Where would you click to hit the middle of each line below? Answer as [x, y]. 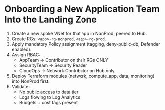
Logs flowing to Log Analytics [50, 97]
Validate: [21, 86]
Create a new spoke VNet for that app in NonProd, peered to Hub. [79, 33]
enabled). [22, 49]
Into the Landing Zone [51, 20]
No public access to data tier [49, 92]
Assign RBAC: [26, 55]
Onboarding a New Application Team [82, 9]
